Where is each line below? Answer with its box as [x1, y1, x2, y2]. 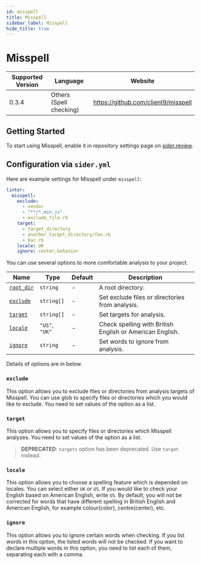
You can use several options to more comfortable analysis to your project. [6, 259, 188, 266]
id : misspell [6, 8, 39, 15]
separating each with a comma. [6, 550, 84, 558]
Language [54, 77, 84, 85]
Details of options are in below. [6, 361, 83, 368]
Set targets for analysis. [98, 310, 166, 319]
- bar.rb [22, 237, 44, 243]
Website [130, 77, 155, 85]
